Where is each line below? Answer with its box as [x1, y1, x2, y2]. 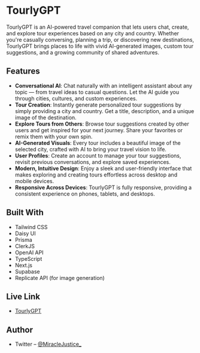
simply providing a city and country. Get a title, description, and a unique [14, 107, 195, 114]
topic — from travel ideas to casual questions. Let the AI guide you [14, 88, 180, 96]
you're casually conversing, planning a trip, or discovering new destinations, [6, 36, 195, 43]
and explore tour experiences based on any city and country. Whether [6, 29, 180, 36]
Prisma [14, 236, 33, 243]
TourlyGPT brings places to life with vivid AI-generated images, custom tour [6, 42, 193, 50]
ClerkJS [14, 242, 35, 249]
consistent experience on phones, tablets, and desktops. [14, 190, 155, 197]
